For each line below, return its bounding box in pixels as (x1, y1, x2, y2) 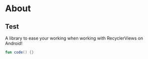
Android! (5, 40, 23, 46)
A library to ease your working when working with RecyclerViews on (5, 35, 144, 41)
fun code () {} (5, 50, 34, 55)
